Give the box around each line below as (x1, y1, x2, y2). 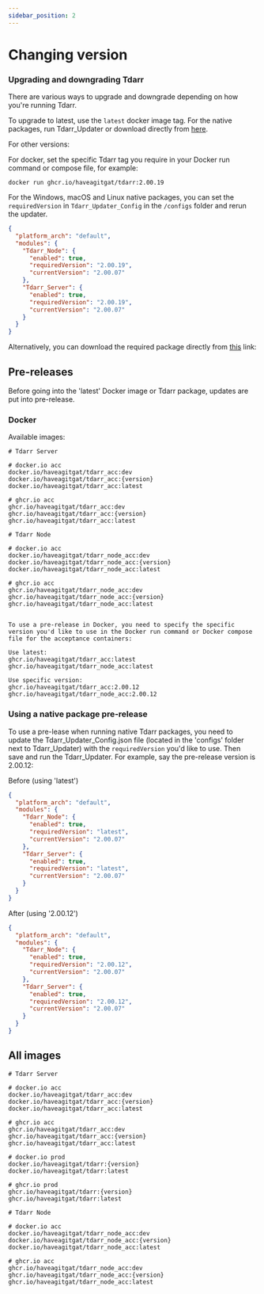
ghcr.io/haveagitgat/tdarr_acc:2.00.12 (8, 683, 140, 692)
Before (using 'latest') (8, 776, 79, 785)
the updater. (8, 209, 48, 219)
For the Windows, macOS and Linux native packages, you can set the (8, 193, 235, 202)
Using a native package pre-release (8, 708, 148, 720)
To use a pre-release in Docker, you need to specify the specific (8, 621, 236, 629)
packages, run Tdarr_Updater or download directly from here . (8, 124, 209, 134)
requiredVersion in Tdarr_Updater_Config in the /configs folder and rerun (8, 201, 247, 211)
